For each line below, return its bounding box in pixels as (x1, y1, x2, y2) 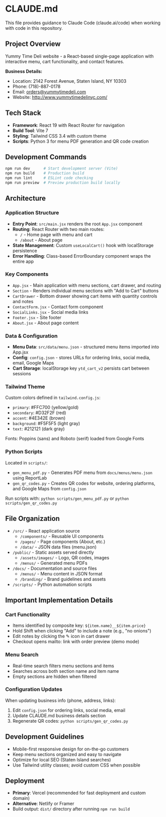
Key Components (5, 271, 49, 278)
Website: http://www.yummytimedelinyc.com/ (12, 94, 108, 100)
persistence (12, 248, 38, 254)
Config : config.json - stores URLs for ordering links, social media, (12, 355, 151, 361)
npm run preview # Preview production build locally (5, 180, 121, 185)
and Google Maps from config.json (12, 485, 87, 492)
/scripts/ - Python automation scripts (12, 581, 92, 588)
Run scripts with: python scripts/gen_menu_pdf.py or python (5, 495, 129, 501)
